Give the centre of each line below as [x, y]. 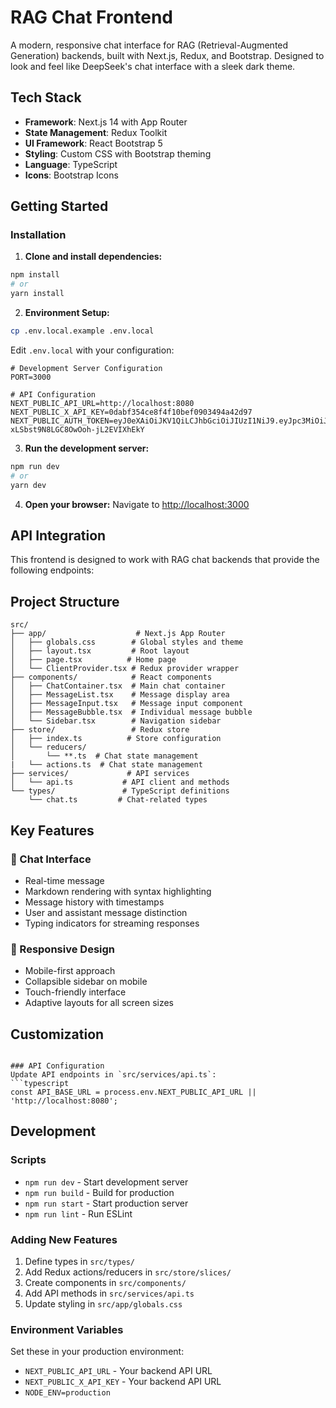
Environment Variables [67, 1329]
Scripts [28, 1160]
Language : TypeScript [71, 164]
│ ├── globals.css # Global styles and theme [127, 642]
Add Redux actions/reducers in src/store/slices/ [128, 1272]
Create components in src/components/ [105, 1282]
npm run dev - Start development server [106, 1182]
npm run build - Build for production [99, 1192]
